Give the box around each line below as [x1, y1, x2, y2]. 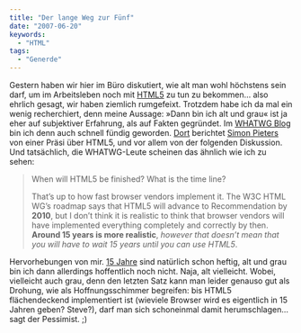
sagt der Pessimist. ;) [9, 314, 88, 324]
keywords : [9, 30, 47, 39]
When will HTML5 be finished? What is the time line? [31, 174, 226, 184]
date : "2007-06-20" [9, 22, 83, 31]
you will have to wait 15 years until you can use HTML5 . [31, 239, 238, 249]
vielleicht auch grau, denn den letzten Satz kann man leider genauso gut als [9, 275, 290, 286]
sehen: [9, 157, 35, 166]
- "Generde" [17, 55, 63, 64]
